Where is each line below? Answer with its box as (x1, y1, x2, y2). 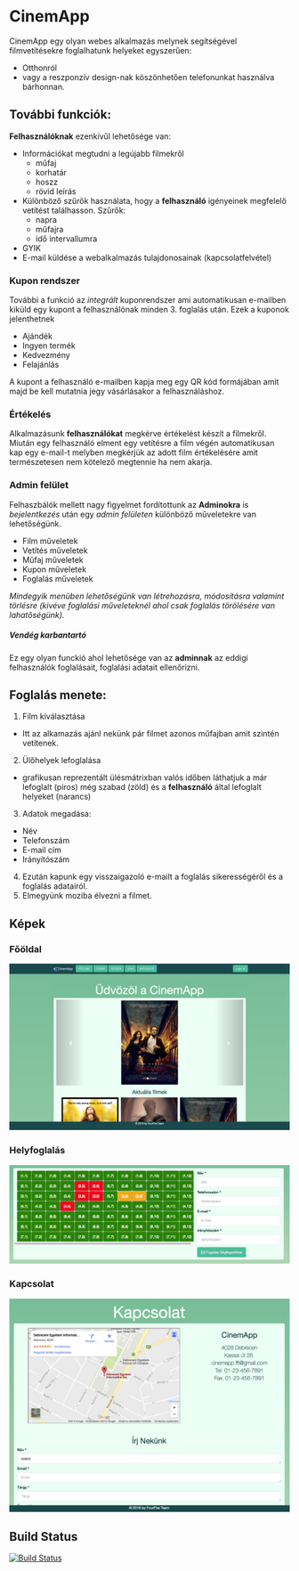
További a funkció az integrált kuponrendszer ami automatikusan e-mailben (9, 295, 287, 305)
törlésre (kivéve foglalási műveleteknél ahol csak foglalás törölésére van (9, 599, 276, 611)
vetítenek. (21, 737, 60, 749)
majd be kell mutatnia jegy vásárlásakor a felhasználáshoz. (9, 386, 225, 397)
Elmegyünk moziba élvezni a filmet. (21, 891, 153, 901)
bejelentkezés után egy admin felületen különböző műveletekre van (9, 509, 256, 519)
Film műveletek (21, 535, 78, 546)
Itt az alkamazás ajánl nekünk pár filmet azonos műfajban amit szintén (21, 729, 279, 739)
